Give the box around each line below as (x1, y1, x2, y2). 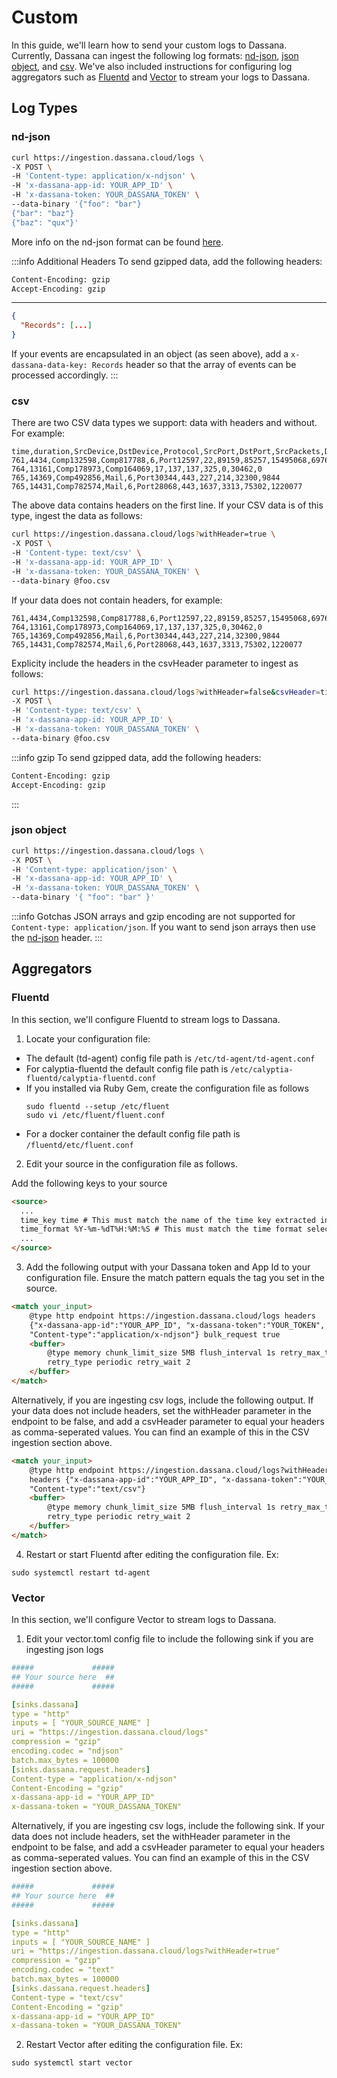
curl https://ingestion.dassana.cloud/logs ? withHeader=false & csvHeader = (11, 687, 321, 697)
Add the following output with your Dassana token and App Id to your (25, 1261, 311, 1273)
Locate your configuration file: (25, 1032, 151, 1045)
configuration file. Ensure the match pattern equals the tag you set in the (25, 1272, 325, 1284)
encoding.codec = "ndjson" (11, 1746, 124, 1756)
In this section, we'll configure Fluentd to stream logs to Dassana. (11, 1013, 281, 1025)
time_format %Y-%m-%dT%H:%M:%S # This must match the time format (20, 1224, 303, 1235)
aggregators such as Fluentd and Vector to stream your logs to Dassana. (11, 71, 311, 83)
